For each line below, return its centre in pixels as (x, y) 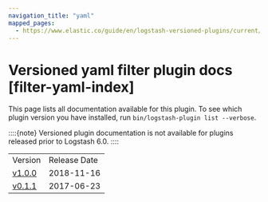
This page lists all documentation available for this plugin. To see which (125, 109)
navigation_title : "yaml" (51, 16)
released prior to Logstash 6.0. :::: (64, 141)
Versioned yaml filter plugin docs (120, 70)
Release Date (73, 160)
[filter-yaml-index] (71, 87)
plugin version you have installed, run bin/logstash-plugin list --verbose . (132, 117)
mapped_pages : (32, 23)
